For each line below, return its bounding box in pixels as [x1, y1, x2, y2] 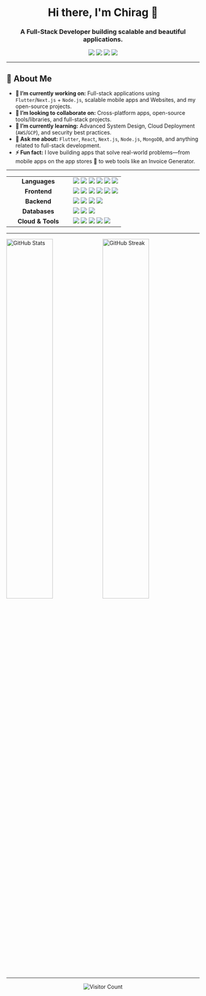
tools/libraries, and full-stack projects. [15, 116, 112, 123]
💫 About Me [6, 73, 52, 84]
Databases [22, 207, 55, 216]
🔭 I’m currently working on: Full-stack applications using [15, 90, 160, 97]
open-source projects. [15, 103, 72, 110]
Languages [21, 177, 55, 186]
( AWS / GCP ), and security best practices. [15, 129, 112, 136]
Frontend [24, 187, 52, 196]
